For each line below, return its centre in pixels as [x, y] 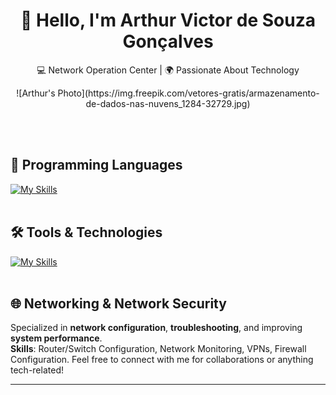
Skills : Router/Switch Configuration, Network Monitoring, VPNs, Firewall [158, 349]
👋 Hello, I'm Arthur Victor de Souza [168, 20]
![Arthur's [36, 93]
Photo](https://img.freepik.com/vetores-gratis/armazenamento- [188, 93]
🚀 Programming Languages [96, 165]
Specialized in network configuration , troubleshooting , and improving [156, 328]
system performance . [56, 338]
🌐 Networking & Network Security [118, 303]
